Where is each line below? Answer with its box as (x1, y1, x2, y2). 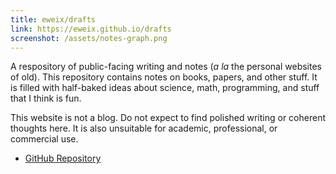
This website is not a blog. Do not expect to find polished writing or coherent (10, 112, 326, 124)
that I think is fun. (10, 92, 82, 105)
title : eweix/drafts (10, 14, 97, 25)
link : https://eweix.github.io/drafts (10, 24, 172, 34)
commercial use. (10, 133, 79, 145)
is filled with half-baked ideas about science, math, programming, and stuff (10, 82, 320, 94)
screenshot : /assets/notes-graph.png (10, 33, 168, 43)
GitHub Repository (24, 152, 102, 165)
